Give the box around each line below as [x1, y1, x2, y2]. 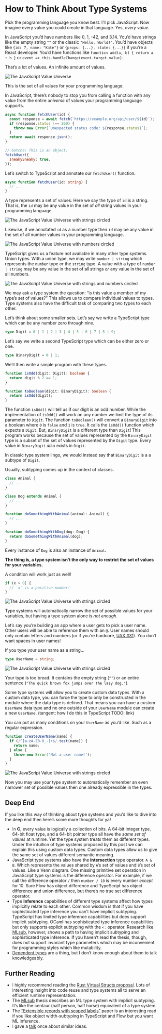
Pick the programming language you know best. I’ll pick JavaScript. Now [5, 19, 149, 25]
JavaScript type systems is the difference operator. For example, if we [12, 873, 152, 879]
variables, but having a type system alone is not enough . [5, 613, 118, 619]
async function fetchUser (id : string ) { [5, 180, 88, 185]
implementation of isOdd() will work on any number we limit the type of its [5, 412, 153, 418]
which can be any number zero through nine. [5, 320, 95, 326]
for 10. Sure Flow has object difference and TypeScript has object [12, 883, 143, 889]
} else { [9, 747, 27, 752]
